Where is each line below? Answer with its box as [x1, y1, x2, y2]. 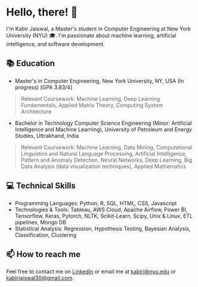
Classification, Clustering [14, 231, 77, 238]
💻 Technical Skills [6, 181, 76, 191]
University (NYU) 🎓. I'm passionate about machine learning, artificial [6, 32, 177, 39]
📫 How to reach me [6, 249, 81, 259]
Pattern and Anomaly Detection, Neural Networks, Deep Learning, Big [20, 156, 193, 163]
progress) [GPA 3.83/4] [14, 84, 73, 91]
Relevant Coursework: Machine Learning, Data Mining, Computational [20, 143, 193, 151]
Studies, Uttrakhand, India [14, 132, 79, 139]
